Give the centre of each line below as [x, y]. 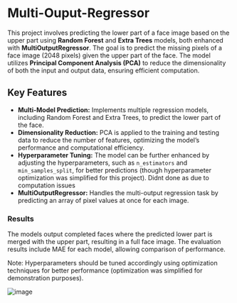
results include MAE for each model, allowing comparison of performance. [116, 249]
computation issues [47, 185]
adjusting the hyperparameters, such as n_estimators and [102, 162]
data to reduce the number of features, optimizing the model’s [109, 140]
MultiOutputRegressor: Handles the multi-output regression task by [118, 192]
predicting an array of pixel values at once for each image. [103, 200]
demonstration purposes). [46, 278]
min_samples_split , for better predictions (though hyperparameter [115, 170]
